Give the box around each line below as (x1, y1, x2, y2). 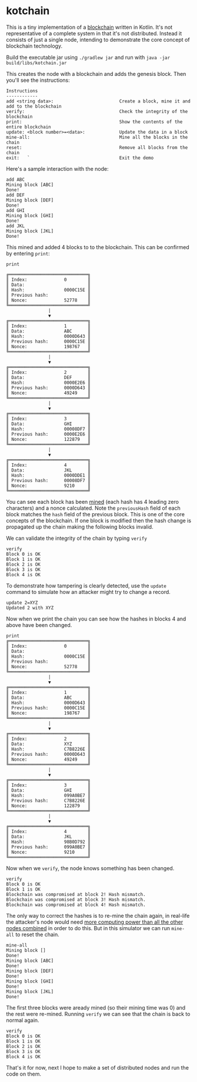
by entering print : (6, 250, 50, 257)
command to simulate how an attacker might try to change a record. (6, 588, 171, 595)
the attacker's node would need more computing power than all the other (6, 918, 183, 925)
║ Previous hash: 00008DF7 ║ (6, 477, 91, 483)
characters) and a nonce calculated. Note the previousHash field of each (6, 505, 181, 512)
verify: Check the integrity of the (6, 108, 188, 114)
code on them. (6, 1070, 41, 1077)
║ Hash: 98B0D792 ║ (6, 839, 91, 845)
